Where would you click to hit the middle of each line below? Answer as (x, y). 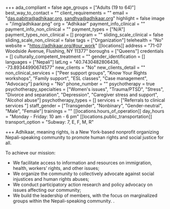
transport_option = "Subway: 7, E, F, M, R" (50, 122)
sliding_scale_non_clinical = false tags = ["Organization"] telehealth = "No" (84, 40)
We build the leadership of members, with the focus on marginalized (85, 195)
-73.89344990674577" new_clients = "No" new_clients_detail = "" (75, 67)
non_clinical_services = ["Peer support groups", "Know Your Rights (76, 73)
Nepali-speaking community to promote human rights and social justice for (84, 137)
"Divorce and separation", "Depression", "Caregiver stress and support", (82, 95)
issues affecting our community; (47, 190)
